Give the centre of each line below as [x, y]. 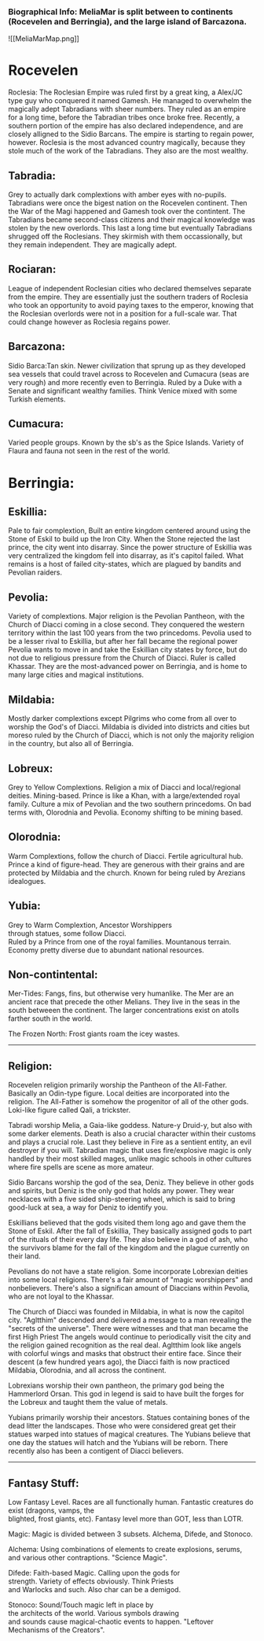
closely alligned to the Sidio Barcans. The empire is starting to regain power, [131, 134]
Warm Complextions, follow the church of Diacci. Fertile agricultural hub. [126, 856]
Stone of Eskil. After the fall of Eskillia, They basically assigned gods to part [130, 1231]
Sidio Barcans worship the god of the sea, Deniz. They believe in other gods [131, 1182]
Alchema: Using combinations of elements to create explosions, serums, [125, 1549]
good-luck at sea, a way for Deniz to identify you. [88, 1207]
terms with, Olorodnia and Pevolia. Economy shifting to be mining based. [126, 812]
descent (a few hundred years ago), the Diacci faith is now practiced [119, 1362]
